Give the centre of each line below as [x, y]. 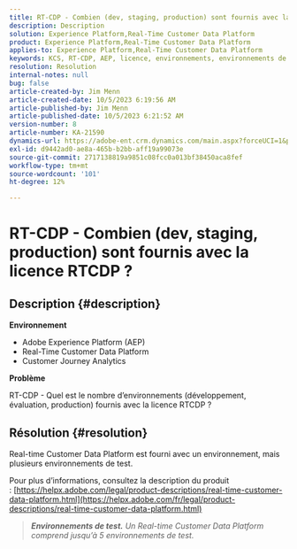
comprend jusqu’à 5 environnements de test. [112, 535]
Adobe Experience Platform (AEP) [84, 343]
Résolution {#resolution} [79, 433]
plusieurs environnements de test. [71, 463]
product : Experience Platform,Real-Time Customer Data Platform [130, 42]
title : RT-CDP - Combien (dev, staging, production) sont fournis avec [144, 17]
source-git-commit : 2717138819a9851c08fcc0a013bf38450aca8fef [126, 157]
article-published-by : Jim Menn [69, 108]
